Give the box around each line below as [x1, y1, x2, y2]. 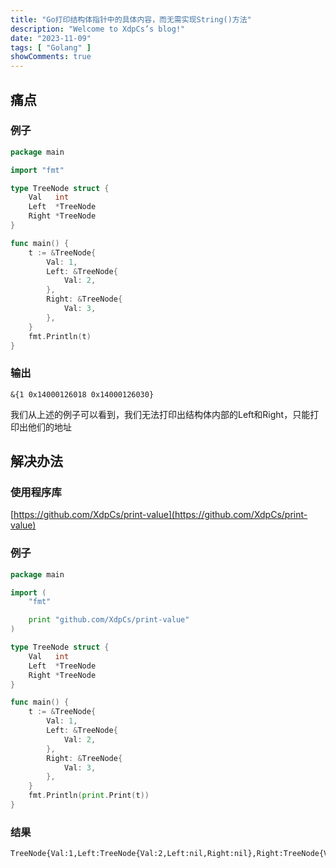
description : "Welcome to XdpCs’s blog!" [10, 24, 186, 34]
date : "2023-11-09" [10, 33, 92, 43]
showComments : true [10, 52, 92, 62]
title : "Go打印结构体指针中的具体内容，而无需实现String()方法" [10, 14, 252, 25]
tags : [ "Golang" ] [10, 42, 92, 53]
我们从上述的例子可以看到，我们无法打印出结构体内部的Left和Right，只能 [10, 408, 311, 420]
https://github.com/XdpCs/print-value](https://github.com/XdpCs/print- [13, 509, 308, 521]
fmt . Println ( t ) [28, 331, 92, 341]
